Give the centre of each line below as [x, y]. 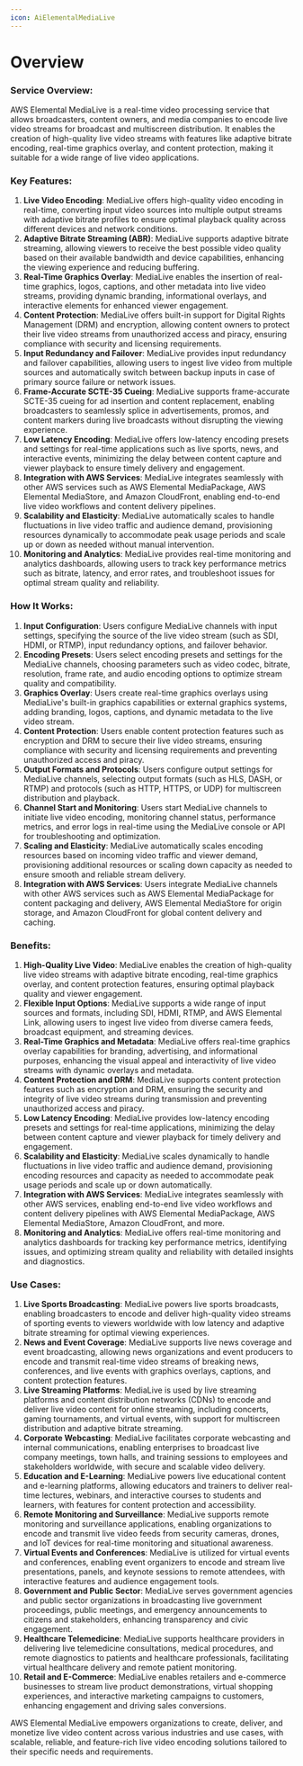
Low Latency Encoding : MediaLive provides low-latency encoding [146, 1118]
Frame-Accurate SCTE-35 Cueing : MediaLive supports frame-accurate [156, 391]
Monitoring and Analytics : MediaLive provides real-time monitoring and [157, 554]
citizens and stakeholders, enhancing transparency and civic [136, 1619]
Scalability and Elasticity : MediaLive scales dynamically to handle [146, 1156]
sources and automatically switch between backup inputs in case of [149, 372]
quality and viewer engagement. [83, 994]
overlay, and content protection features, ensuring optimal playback [149, 984]
